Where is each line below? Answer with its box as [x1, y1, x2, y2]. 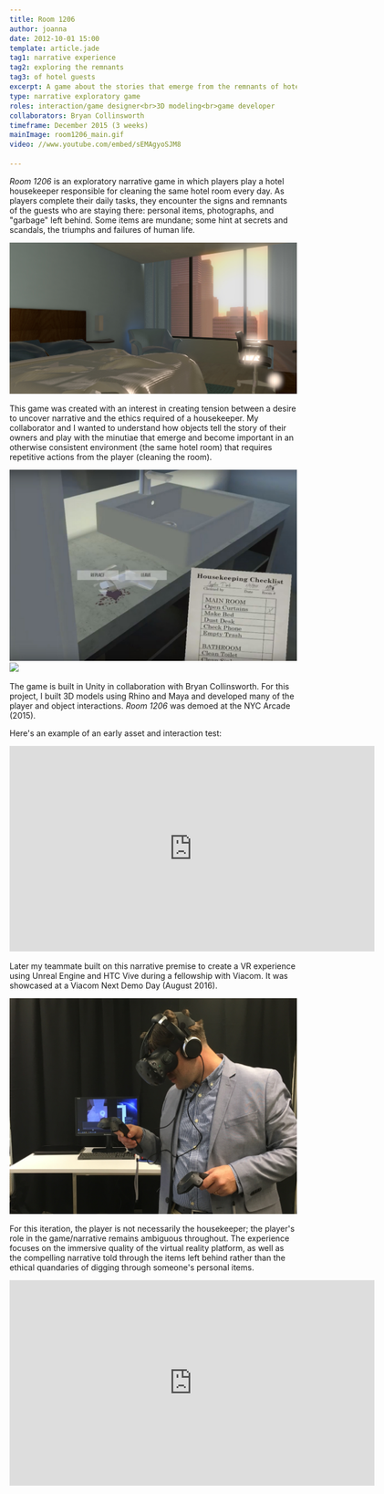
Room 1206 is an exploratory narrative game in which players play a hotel [9, 175, 285, 186]
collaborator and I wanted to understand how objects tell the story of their [9, 423, 287, 434]
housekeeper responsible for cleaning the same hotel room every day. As [9, 185, 285, 196]
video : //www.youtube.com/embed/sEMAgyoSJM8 [9, 140, 182, 150]
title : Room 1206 [9, 15, 76, 24]
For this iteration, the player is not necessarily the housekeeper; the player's [9, 1223, 295, 1234]
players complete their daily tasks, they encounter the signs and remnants [9, 195, 287, 205]
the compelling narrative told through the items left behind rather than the [9, 1252, 285, 1263]
